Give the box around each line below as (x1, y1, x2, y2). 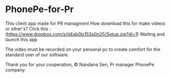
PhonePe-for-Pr (5, 4, 74, 15)
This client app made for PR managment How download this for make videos (5, 20, 165, 26)
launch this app (5, 36, 38, 43)
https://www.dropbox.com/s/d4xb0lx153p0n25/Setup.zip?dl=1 (7, 31, 138, 37)
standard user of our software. (5, 52, 70, 58)
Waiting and (140, 31, 165, 37)
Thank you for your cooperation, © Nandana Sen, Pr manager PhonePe (5, 61, 155, 67)
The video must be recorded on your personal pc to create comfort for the (5, 46, 161, 52)
